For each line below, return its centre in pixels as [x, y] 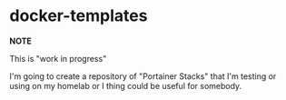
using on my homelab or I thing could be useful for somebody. [126, 85]
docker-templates [79, 16]
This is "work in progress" [58, 58]
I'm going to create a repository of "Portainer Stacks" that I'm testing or [143, 76]
